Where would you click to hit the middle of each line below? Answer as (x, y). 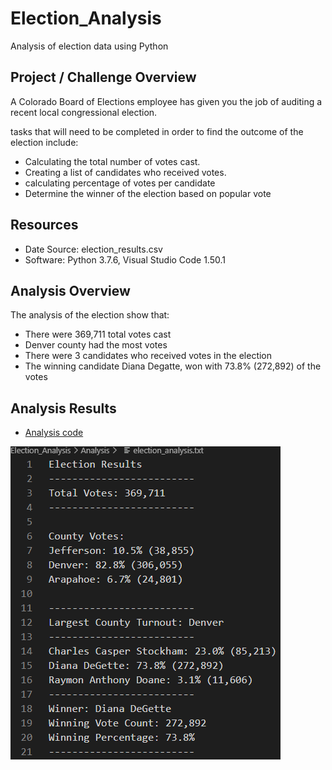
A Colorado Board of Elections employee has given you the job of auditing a (166, 101)
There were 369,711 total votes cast (98, 334)
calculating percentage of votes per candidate (120, 183)
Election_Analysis (86, 18)
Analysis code (54, 433)
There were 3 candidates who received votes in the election (148, 356)
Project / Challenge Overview (103, 77)
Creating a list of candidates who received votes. (125, 172)
